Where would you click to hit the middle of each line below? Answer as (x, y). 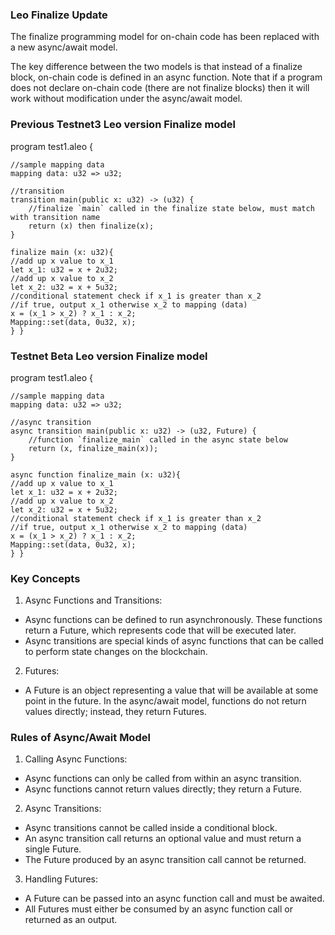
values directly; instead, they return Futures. (115, 712)
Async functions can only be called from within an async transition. (163, 779)
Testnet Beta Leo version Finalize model (109, 356)
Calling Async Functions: (76, 759)
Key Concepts (45, 578)
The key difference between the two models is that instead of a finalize (156, 67)
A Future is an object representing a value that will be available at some (171, 690)
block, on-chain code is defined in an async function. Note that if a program (166, 77)
